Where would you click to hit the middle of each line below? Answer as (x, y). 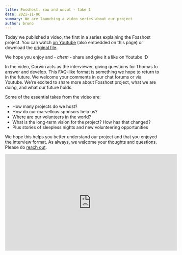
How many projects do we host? (45, 106)
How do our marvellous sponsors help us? (55, 112)
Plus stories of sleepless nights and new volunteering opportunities (80, 127)
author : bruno (20, 23)
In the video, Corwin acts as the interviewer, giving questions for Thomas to (81, 67)
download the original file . (31, 48)
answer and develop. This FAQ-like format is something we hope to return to (82, 72)
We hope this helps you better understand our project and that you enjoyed (81, 137)
